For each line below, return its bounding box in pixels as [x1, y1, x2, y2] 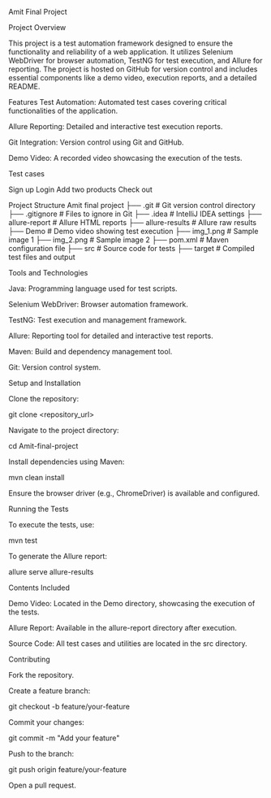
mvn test [8, 536, 38, 545]
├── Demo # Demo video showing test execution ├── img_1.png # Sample [8, 227, 259, 236]
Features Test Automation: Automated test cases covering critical [8, 98, 227, 106]
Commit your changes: [8, 718, 85, 726]
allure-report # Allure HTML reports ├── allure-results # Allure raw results [8, 218, 257, 227]
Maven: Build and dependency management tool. [8, 347, 173, 356]
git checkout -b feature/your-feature [8, 702, 130, 711]
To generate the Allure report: [8, 552, 108, 561]
